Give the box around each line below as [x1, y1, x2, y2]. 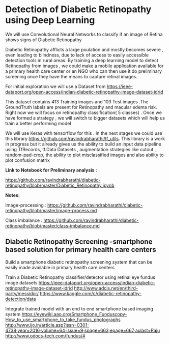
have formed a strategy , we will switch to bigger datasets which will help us [5, 114, 165, 121]
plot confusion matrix [5, 157, 50, 163]
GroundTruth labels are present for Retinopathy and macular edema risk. [5, 104, 157, 110]
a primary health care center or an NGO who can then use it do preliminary [5, 68, 162, 74]
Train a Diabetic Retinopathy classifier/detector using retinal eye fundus [5, 274, 155, 280]
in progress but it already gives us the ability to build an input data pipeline [5, 141, 161, 147]
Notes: [5, 192, 20, 198]
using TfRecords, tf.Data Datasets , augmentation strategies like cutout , [5, 146, 156, 152]
